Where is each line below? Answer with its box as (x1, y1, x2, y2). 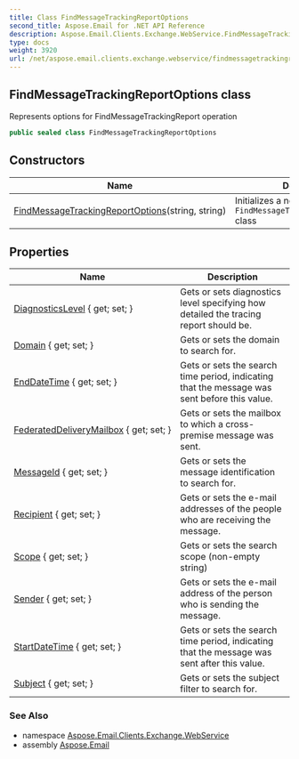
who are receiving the (180, 513, 271, 526)
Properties (9, 244, 69, 259)
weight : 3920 (9, 46, 58, 55)
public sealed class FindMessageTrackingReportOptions (9, 128, 217, 137)
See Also (9, 709, 49, 722)
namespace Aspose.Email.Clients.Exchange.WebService (21, 730, 230, 740)
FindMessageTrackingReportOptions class (9, 87, 252, 102)
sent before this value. (180, 392, 273, 405)
